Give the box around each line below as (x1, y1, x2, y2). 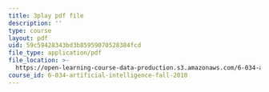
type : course (8, 26, 52, 34)
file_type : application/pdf (8, 49, 102, 57)
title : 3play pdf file (8, 11, 84, 20)
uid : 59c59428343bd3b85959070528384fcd (8, 42, 142, 50)
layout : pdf (8, 34, 48, 42)
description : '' (8, 19, 62, 27)
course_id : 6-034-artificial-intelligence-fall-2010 (8, 71, 188, 79)
